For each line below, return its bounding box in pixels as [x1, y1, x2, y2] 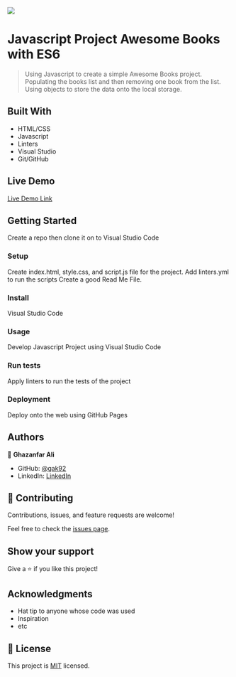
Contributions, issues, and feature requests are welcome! [7, 511, 175, 519]
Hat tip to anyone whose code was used [17, 607, 135, 615]
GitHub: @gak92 [17, 464, 67, 472]
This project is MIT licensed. [7, 661, 90, 670]
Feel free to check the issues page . [7, 525, 110, 533]
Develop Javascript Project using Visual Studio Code [7, 343, 162, 351]
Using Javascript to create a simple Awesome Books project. [24, 70, 203, 78]
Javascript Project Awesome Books [7, 31, 220, 48]
